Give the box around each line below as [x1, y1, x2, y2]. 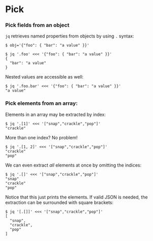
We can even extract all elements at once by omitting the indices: [5, 162, 142, 168]
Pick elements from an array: [5, 100, 78, 107]
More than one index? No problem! [5, 134, 78, 140]
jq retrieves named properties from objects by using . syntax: [5, 33, 134, 39]
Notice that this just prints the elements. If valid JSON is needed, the [5, 194, 148, 200]
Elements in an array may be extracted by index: [5, 111, 106, 117]
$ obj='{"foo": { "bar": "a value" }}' [5, 43, 90, 48]
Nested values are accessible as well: [5, 74, 84, 80]
